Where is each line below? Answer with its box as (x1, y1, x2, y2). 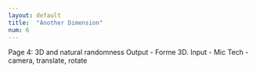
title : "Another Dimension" (8, 19, 103, 27)
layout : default (8, 11, 61, 20)
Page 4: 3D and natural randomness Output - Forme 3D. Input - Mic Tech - (8, 48, 249, 57)
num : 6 (8, 26, 30, 34)
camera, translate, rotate (8, 56, 88, 65)
